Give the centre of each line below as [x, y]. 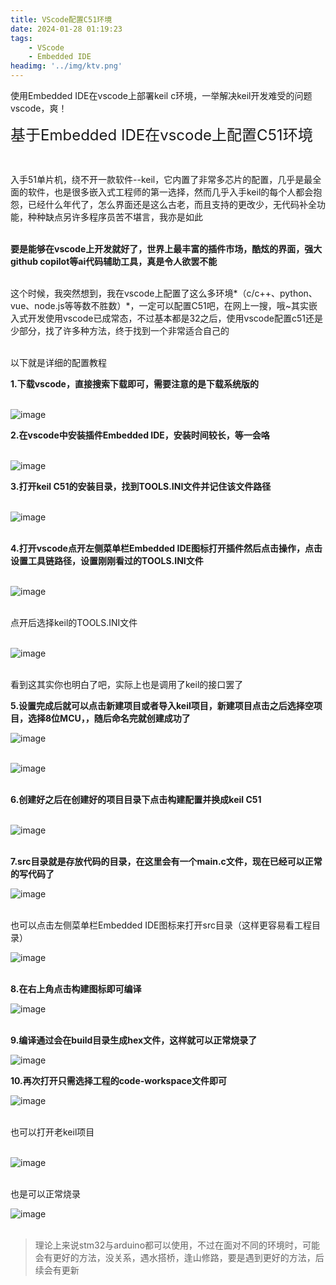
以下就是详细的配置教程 [58, 362]
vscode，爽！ [39, 108]
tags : [21, 38]
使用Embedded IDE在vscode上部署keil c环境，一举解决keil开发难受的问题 [161, 95]
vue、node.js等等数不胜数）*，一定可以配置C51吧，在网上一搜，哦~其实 [160, 305]
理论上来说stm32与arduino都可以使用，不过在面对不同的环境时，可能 [177, 1245]
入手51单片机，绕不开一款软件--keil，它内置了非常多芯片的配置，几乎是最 [161, 179]
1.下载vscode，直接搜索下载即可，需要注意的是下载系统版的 [134, 384]
